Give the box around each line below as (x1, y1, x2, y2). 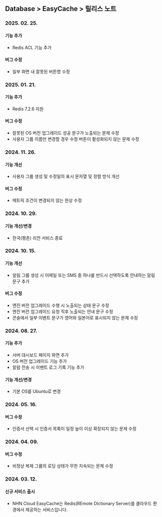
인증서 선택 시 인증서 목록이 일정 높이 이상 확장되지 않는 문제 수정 (12, 426, 136, 432)
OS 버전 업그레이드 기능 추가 (12, 358, 67, 364)
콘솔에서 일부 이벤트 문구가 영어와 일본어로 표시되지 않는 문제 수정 (12, 314, 138, 320)
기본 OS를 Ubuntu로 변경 (12, 388, 61, 394)
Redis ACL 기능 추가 (12, 44, 52, 50)
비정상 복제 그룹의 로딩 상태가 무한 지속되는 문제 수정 (12, 463, 113, 469)
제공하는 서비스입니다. (25, 507, 68, 513)
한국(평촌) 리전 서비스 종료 (12, 235, 63, 241)
